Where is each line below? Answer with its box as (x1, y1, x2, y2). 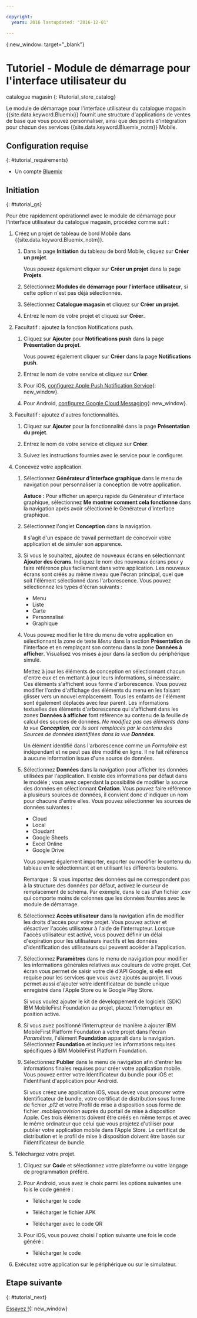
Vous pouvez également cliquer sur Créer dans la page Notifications (23, 353, 192, 360)
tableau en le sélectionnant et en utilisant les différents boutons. (23, 864, 179, 871)
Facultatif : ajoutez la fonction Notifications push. (14, 324, 134, 331)
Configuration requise (6, 141, 89, 151)
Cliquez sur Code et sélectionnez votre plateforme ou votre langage (23, 1162, 188, 1169)
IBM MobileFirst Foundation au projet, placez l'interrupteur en (23, 1004, 172, 1011)
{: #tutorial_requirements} (6, 157, 69, 164)
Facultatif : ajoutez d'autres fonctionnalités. (14, 411, 120, 418)
